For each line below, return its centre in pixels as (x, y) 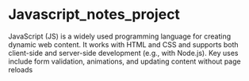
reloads (21, 69)
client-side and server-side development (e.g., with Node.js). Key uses (123, 53)
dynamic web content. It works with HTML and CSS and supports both (124, 44)
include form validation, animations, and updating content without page (125, 61)
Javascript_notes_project (94, 15)
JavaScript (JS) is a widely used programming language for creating (120, 36)
